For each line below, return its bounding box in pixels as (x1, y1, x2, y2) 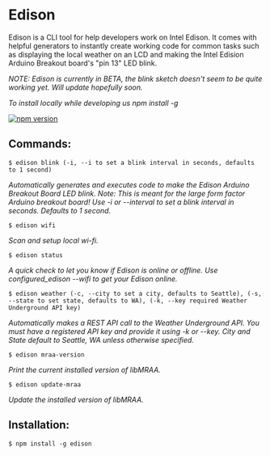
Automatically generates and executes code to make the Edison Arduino (8, 179, 250, 189)
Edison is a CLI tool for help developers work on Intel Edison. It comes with (8, 32, 257, 42)
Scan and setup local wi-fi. (8, 235, 99, 245)
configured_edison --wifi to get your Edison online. (8, 273, 178, 284)
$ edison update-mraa (8, 380, 82, 389)
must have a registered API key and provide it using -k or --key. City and (8, 326, 251, 336)
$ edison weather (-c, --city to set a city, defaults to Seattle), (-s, (8, 289, 263, 298)
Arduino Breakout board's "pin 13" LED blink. (8, 58, 158, 68)
